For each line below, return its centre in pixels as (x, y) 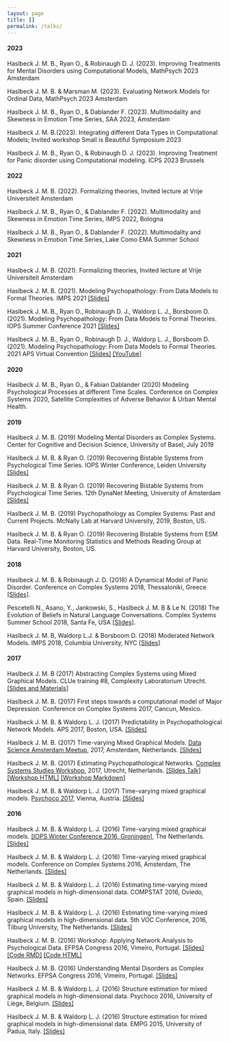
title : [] (21, 20)
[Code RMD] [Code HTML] (44, 955)
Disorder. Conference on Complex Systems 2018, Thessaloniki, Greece (107, 587)
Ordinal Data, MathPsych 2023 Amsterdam (67, 98)
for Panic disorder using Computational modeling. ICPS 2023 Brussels (106, 160)
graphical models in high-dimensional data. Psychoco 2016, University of (110, 996)
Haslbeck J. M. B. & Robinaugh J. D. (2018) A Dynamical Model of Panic (108, 580)
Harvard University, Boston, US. (52, 549)
